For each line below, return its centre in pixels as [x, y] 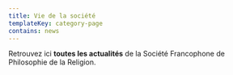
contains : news [34, 31]
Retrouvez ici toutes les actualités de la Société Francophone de [116, 54]
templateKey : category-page [56, 23]
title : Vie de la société [52, 16]
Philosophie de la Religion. [52, 62]
